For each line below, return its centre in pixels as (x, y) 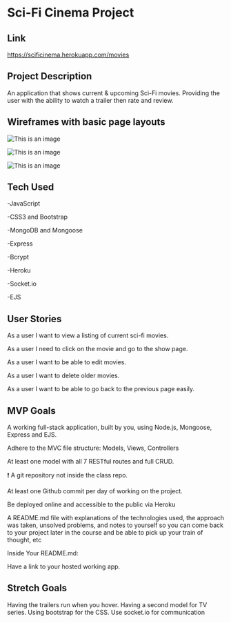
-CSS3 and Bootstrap (37, 217)
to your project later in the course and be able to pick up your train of (105, 533)
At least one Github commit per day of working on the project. (95, 491)
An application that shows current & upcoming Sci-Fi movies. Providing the (114, 93)
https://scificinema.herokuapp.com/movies (68, 55)
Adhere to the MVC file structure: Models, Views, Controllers (93, 448)
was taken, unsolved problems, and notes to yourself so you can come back (115, 525)
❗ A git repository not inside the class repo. (68, 475)
